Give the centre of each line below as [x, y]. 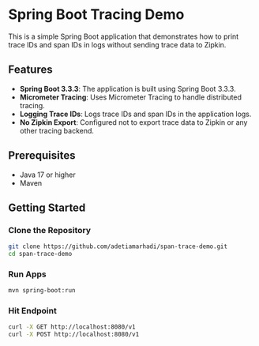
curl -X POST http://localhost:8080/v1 [74, 335]
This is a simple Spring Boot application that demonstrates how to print [124, 36]
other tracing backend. [57, 130]
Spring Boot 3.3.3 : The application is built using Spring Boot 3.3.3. [128, 88]
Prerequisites [42, 156]
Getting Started [47, 207]
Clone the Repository [50, 230]
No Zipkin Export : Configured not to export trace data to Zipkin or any [133, 122]
